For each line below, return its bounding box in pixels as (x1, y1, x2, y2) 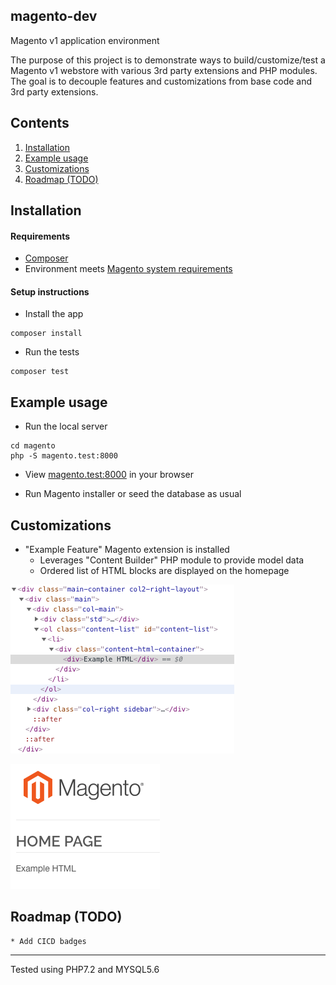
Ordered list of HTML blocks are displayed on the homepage (39, 565, 290, 577)
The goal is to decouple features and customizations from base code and (10, 75, 313, 87)
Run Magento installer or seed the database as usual (24, 488, 242, 500)
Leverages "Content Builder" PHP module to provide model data (39, 554, 305, 566)
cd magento (10, 441, 56, 451)
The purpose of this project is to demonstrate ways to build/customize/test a (10, 54, 326, 66)
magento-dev (10, 8, 98, 25)
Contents (10, 115, 70, 132)
